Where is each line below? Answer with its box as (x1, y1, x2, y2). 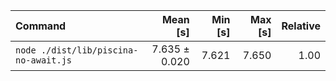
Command (15, 19, 67, 33)
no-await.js (15, 55, 73, 66)
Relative (281, 19, 321, 33)
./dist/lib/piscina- (40, 45, 139, 56)
